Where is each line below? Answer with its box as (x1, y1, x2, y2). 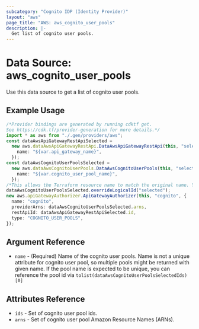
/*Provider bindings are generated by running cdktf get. (6, 121, 152, 127)
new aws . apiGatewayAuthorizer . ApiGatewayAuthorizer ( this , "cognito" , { (6, 193, 187, 199)
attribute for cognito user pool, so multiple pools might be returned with (14, 259, 190, 266)
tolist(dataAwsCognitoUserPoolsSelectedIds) (76, 273, 188, 279)
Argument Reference (6, 237, 85, 247)
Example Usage (6, 106, 65, 116)
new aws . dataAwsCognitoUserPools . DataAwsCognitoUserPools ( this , (11, 165, 174, 171)
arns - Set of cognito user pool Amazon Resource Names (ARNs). (14, 316, 175, 323)
